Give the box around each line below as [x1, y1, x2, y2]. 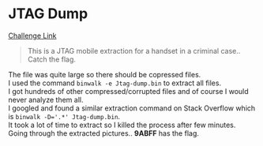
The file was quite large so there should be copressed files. [8, 69, 201, 79]
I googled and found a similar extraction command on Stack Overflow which [8, 103, 256, 113]
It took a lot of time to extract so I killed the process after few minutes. [8, 120, 236, 129]
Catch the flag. [27, 54, 77, 64]
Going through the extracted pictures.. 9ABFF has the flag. [8, 128, 200, 138]
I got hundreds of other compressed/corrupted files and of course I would [8, 86, 249, 95]
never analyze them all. [8, 95, 84, 104]
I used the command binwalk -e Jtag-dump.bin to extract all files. [8, 78, 222, 88]
